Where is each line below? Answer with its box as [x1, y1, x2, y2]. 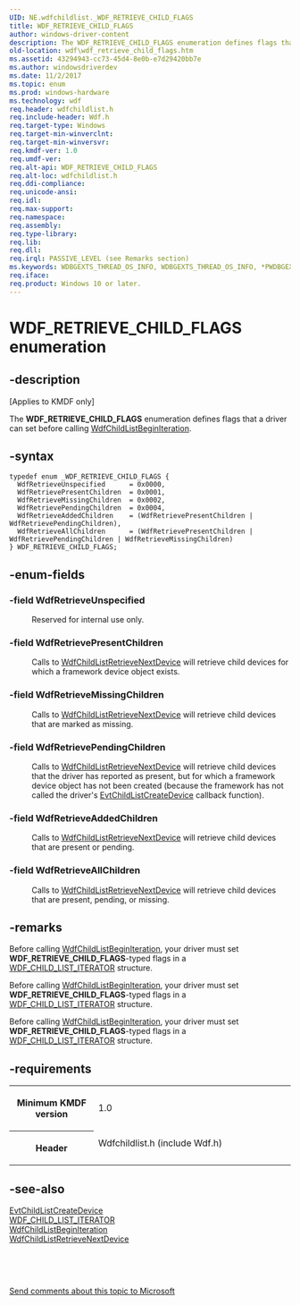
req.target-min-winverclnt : [9, 130, 114, 139]
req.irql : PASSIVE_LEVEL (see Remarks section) [9, 254, 190, 264]
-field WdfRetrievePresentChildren [9, 637, 163, 649]
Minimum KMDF [16, 1097, 87, 1109]
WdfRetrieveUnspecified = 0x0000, [17, 480, 166, 489]
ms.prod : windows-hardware [9, 88, 110, 97]
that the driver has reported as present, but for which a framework [31, 771, 276, 782]
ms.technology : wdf [9, 96, 82, 106]
